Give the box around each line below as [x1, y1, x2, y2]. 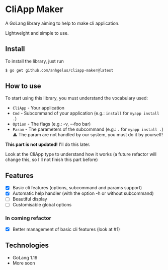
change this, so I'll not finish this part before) [5, 156, 98, 163]
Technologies [5, 241, 49, 250]
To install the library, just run [5, 58, 64, 64]
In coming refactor [5, 214, 51, 222]
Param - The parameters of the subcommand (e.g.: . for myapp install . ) [12, 126, 163, 132]
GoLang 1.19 [12, 254, 38, 260]
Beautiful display [12, 196, 47, 202]
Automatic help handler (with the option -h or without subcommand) [12, 190, 154, 196]
